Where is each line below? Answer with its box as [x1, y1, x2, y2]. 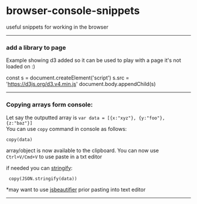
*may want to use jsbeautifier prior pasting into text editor [6, 186, 146, 193]
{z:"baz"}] [6, 120, 33, 126]
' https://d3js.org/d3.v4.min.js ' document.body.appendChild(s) [6, 81, 157, 88]
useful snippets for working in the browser [6, 23, 108, 30]
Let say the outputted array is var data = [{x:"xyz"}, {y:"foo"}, [6, 114, 165, 121]
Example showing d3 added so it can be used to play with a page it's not [6, 57, 182, 64]
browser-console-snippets [6, 4, 140, 18]
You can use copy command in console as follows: [6, 125, 127, 132]
